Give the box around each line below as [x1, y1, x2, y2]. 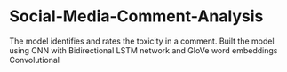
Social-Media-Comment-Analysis [9, 6, 264, 27]
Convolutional [9, 54, 60, 65]
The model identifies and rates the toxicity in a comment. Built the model [9, 36, 275, 46]
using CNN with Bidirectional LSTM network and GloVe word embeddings [9, 44, 278, 55]
